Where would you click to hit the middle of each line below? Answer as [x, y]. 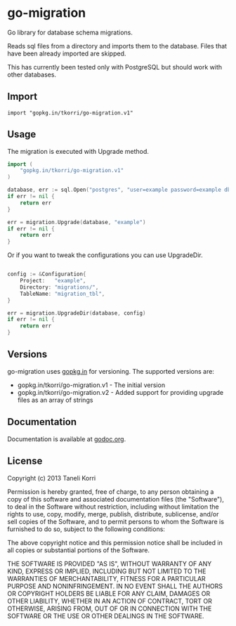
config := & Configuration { [47, 274]
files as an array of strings [55, 400]
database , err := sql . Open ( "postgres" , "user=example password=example [114, 190]
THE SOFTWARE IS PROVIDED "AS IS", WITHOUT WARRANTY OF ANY [110, 563]
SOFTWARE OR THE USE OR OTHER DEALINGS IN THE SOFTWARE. [106, 615]
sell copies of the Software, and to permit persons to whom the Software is [116, 521]
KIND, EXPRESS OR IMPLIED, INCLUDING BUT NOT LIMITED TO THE [107, 571]
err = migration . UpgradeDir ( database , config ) [77, 313]
